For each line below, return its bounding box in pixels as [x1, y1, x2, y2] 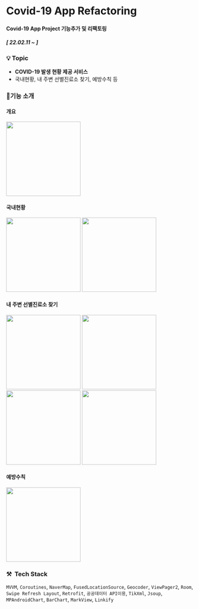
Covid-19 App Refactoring [6, 4, 137, 18]
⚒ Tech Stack [6, 570, 48, 578]
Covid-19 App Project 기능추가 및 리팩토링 [6, 25, 107, 32]
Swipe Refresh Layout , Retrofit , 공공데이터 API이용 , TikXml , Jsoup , [6, 590, 163, 597]
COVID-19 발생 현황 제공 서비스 [14, 68, 88, 76]
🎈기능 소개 [6, 92, 34, 101]
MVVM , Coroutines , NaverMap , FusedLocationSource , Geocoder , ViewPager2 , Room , [6, 583, 194, 591]
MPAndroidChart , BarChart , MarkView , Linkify [6, 596, 114, 603]
